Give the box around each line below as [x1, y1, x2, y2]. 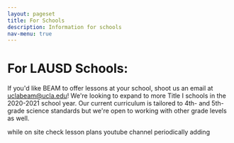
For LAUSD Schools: [7, 61, 128, 76]
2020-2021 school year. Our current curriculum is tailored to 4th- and [7, 99, 211, 108]
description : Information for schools [7, 23, 122, 30]
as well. [7, 114, 30, 122]
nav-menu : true [7, 30, 52, 38]
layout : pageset [7, 10, 55, 18]
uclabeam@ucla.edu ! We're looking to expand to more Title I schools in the [7, 91, 227, 100]
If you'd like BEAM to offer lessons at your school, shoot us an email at [7, 84, 213, 93]
